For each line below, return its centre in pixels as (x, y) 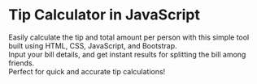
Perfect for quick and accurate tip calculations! (87, 71)
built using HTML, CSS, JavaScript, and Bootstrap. (93, 45)
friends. (22, 63)
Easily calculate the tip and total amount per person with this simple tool (129, 37)
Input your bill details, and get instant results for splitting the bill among (127, 54)
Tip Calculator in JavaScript (105, 15)
